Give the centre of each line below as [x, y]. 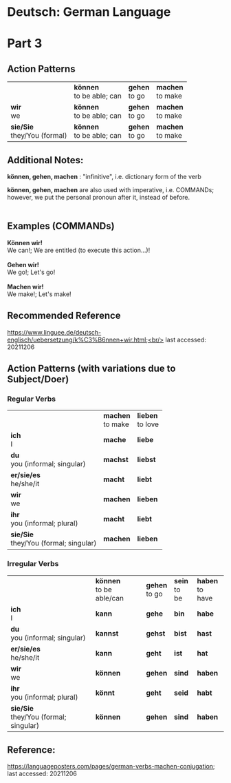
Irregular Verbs [33, 564]
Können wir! [25, 242]
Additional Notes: [45, 160]
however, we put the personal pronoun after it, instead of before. [99, 197]
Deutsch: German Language [89, 12]
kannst [107, 633]
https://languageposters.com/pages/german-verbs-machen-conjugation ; [111, 766]
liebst [146, 460]
